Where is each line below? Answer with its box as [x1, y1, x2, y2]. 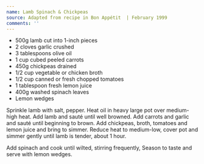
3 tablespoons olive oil [15, 50, 72, 57]
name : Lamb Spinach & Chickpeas [6, 9, 88, 15]
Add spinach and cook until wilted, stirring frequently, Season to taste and [6, 144, 192, 152]
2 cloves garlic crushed [15, 43, 74, 50]
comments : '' [6, 20, 40, 26]
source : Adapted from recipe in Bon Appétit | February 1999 [6, 15, 167, 21]
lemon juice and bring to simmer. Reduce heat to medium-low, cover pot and [6, 126, 199, 134]
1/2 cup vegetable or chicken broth [15, 69, 103, 77]
